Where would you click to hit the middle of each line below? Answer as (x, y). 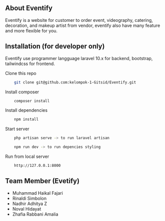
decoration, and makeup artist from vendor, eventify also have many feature (82, 25)
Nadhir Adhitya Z (29, 204)
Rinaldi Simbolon (29, 198)
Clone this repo (21, 73)
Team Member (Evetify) (42, 181)
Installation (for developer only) (55, 46)
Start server (17, 129)
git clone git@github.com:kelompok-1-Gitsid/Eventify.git (75, 82)
